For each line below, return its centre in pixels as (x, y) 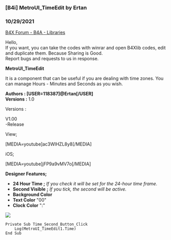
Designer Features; (26, 174)
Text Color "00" (30, 200)
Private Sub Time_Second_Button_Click (46, 224)
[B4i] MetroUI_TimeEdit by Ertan (46, 8)
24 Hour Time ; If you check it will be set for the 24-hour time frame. (85, 184)
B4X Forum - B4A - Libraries (35, 33)
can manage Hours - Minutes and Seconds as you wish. (64, 84)
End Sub (14, 233)
